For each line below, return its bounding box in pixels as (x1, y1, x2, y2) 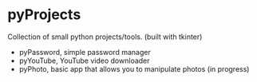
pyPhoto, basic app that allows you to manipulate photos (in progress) (18, 64, 250, 73)
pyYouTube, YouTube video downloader (18, 56, 150, 65)
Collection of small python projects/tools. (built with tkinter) (7, 32, 203, 41)
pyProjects (7, 6, 81, 24)
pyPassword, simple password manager (18, 47, 151, 57)
